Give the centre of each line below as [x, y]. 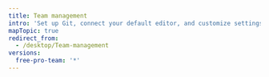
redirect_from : [34, 38]
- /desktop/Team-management [62, 46]
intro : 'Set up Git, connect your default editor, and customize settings [136, 23]
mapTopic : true [34, 30]
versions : [25, 53]
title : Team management [48, 16]
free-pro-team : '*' [48, 61]
